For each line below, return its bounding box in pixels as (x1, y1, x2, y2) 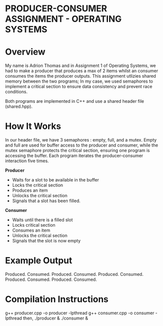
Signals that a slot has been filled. (12, 198, 81, 204)
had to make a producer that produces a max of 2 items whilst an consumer (5, 68, 159, 74)
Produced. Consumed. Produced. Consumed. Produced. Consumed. (5, 271, 144, 277)
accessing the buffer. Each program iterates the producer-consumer (5, 153, 143, 159)
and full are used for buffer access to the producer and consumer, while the (5, 142, 159, 148)
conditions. (5, 89, 28, 95)
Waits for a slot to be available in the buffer (12, 177, 99, 183)
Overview (5, 46, 46, 58)
